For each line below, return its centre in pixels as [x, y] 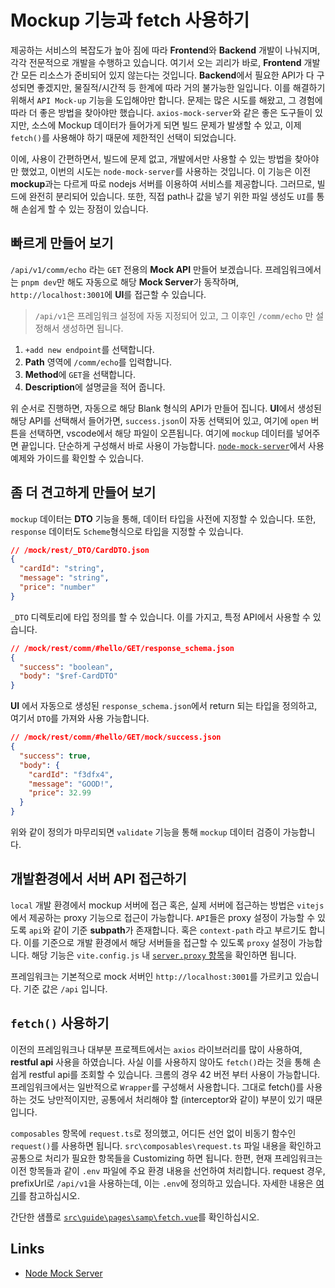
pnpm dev [39, 282]
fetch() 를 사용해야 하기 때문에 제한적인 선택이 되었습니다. [123, 137]
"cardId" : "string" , [62, 569]
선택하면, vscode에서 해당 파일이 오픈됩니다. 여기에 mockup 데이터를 [161, 433]
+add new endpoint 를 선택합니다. [89, 349]
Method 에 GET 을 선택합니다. [80, 374]
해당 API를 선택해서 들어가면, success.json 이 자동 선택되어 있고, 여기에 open [159, 420]
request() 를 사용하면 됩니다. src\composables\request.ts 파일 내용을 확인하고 [166, 1145]
